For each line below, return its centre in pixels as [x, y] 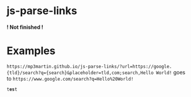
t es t [12, 89]
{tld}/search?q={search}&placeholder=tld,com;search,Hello [80, 73]
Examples [31, 51]
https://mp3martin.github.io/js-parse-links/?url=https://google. [89, 66]
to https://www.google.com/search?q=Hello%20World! [70, 78]
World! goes [171, 72]
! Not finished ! [25, 27]
